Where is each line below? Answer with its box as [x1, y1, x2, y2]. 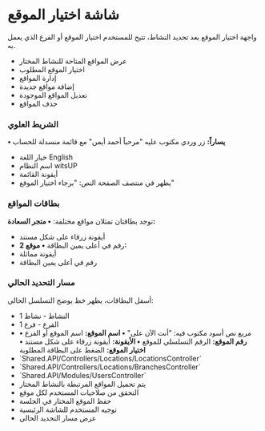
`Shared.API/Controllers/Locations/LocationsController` [18, 353, 202, 363]
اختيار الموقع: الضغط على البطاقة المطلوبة [18, 344, 146, 354]
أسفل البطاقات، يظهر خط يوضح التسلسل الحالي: [7, 295, 154, 305]
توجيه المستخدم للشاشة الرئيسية [18, 405, 118, 414]
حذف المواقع [18, 99, 58, 108]
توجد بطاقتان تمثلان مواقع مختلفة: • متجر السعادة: [7, 216, 156, 226]
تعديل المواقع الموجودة [18, 90, 87, 99]
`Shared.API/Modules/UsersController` [18, 370, 147, 380]
